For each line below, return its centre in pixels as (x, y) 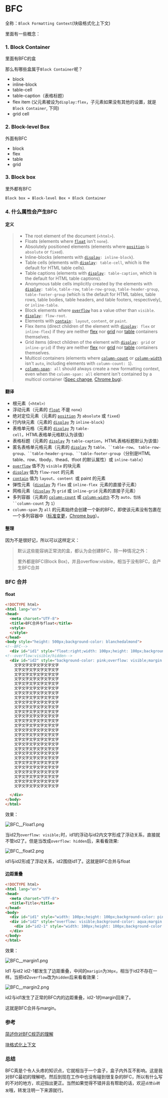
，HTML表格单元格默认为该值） (54, 435)
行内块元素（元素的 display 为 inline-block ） (60, 422)
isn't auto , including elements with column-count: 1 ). (79, 363)
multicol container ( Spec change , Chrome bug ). (74, 379)
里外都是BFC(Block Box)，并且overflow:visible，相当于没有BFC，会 (87, 561)
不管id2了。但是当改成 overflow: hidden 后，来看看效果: (62, 841)
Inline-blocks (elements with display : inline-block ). (79, 257)
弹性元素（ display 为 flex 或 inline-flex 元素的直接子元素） (76, 485)
